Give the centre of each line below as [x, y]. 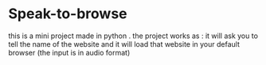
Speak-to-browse [68, 14]
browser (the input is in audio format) [69, 52]
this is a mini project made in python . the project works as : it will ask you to [133, 36]
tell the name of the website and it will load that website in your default [124, 44]
